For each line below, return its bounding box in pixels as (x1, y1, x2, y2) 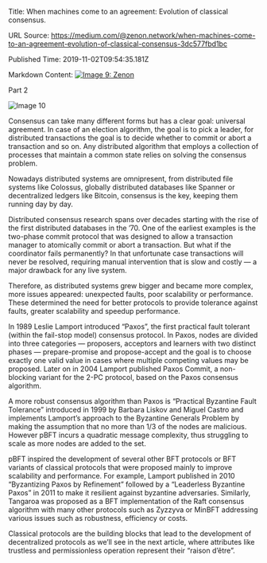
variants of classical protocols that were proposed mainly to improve (8, 463, 233, 472)
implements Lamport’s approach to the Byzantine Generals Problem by (8, 413, 240, 423)
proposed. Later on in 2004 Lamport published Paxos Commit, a (8, 364, 219, 373)
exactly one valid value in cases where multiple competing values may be (8, 356, 249, 365)
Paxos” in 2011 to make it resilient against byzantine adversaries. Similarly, (8, 488, 251, 497)
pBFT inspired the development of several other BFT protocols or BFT (8, 454, 237, 463)
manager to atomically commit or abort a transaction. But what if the (8, 240, 232, 249)
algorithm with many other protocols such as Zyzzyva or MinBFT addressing (8, 505, 258, 514)
